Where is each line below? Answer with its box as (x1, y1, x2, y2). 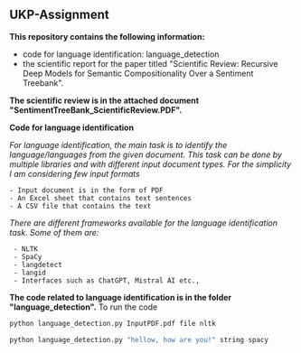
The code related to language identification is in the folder (9, 292, 232, 302)
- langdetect (13, 260, 63, 269)
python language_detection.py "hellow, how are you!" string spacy (9, 335, 269, 344)
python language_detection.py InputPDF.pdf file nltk (9, 319, 217, 328)
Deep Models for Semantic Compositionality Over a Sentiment (22, 68, 254, 79)
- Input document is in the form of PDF (9, 185, 165, 195)
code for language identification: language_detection (22, 49, 220, 60)
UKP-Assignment (9, 7, 110, 23)
